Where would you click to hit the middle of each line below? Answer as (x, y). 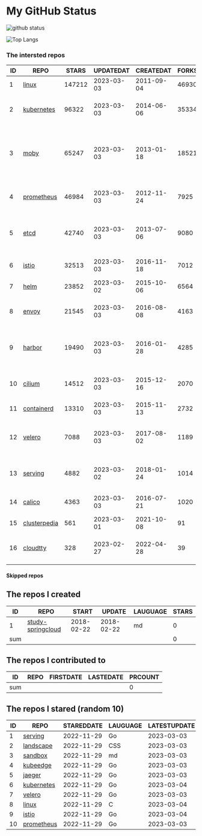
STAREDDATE (83, 726)
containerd (38, 409)
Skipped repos (25, 575)
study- (37, 621)
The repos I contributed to (56, 660)
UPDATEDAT (112, 71)
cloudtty (35, 548)
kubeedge (38, 765)
